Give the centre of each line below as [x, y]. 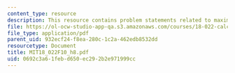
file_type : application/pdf [48, 33]
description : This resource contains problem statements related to [109, 20]
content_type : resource [42, 14]
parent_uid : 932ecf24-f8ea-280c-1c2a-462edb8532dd [83, 40]
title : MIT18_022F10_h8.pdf [48, 53]
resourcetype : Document [42, 46]
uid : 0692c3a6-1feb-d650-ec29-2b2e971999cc [72, 59]
